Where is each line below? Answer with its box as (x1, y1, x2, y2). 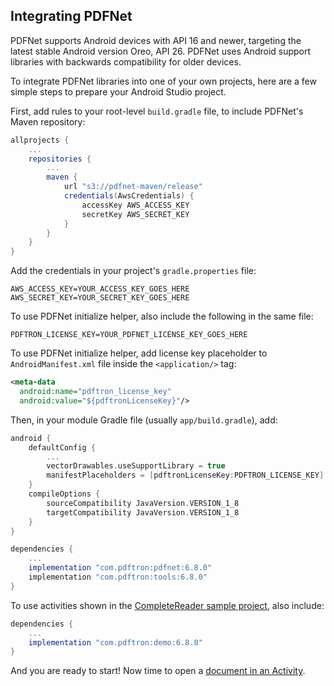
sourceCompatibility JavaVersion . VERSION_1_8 (46, 498, 240, 508)
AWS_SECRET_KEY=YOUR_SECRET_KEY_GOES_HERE (10, 293, 190, 303)
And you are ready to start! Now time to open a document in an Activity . (10, 665, 306, 677)
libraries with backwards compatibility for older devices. (10, 55, 242, 68)
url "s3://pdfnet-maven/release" (63, 182, 203, 192)
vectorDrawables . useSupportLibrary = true (46, 461, 226, 471)
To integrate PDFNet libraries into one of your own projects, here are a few (10, 75, 317, 87)
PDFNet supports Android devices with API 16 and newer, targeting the (10, 34, 302, 46)
